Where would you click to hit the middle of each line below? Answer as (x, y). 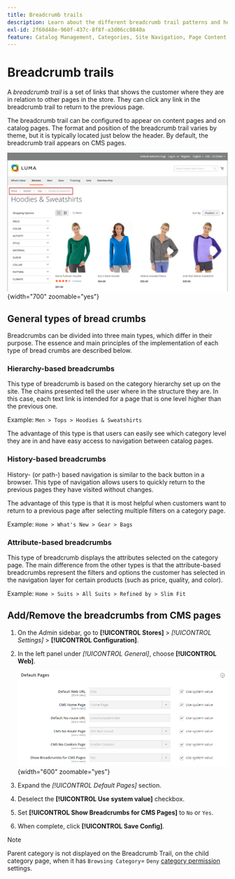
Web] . (26, 661)
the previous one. (33, 407)
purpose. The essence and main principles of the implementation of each (113, 343)
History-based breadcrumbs (57, 459)
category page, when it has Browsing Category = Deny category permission (114, 861)
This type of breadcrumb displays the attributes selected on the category (113, 557)
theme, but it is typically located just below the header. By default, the (108, 136)
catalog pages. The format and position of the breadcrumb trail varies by (112, 128)
